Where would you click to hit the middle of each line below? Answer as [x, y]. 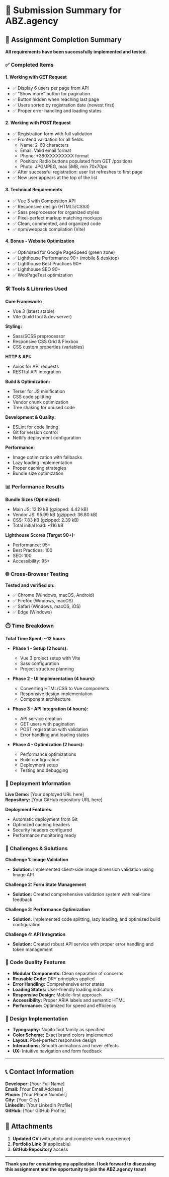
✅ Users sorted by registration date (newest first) [63, 105]
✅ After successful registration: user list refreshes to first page [77, 172]
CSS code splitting [32, 397]
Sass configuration [39, 663]
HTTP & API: [18, 357]
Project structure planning [47, 668]
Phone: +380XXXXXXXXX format [54, 156]
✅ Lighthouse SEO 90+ [36, 269]
